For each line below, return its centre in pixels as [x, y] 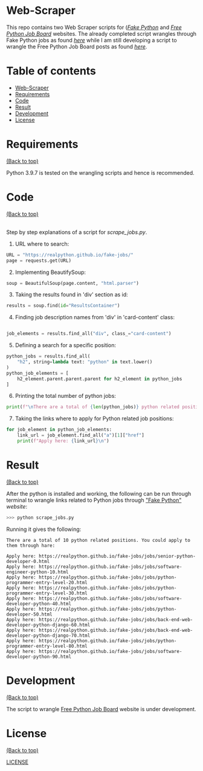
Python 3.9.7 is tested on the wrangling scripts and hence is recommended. [100, 172]
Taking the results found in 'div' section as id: [71, 294]
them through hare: [31, 545]
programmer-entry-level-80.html [47, 646]
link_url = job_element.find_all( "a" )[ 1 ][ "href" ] [81, 435]
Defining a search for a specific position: [66, 345]
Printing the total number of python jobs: [66, 396]
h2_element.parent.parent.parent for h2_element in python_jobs [100, 379]
